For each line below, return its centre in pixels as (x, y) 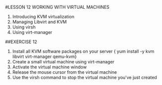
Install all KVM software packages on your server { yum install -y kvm (83, 51)
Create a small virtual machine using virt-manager (63, 62)
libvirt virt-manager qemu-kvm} (44, 57)
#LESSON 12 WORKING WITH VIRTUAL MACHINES (57, 7)
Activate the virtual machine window (49, 67)
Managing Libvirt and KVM (39, 22)
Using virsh (24, 27)
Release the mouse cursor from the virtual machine (65, 72)
